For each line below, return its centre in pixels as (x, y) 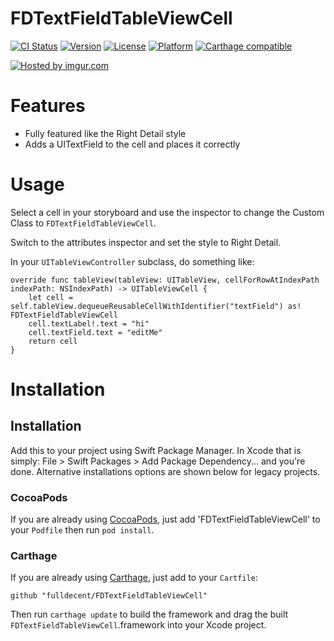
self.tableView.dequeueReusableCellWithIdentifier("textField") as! (156, 306)
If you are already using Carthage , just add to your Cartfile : (134, 578)
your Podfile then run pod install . (82, 530)
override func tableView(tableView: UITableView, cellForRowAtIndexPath (165, 280)
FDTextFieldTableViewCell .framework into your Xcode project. (138, 625)
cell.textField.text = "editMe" (95, 332)
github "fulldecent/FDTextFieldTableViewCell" (109, 596)
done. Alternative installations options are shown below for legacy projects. (165, 471)
